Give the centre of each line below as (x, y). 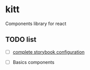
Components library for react (36, 24)
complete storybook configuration (49, 52)
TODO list (21, 40)
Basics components (33, 62)
